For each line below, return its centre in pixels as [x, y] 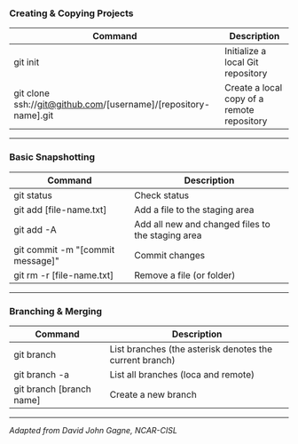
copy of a [244, 99]
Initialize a [246, 52]
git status [33, 195]
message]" [37, 260]
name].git [34, 115]
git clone [32, 93]
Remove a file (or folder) [185, 275]
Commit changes [170, 255]
